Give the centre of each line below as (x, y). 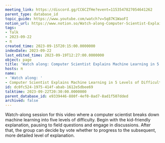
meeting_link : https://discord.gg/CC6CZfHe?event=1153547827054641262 (79, 10)
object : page (18, 60)
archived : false (22, 101)
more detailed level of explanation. (40, 136)
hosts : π (14, 69)
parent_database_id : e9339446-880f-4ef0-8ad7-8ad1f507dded (67, 96)
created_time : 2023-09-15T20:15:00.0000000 (50, 46)
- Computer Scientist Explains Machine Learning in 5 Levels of (72, 82)
